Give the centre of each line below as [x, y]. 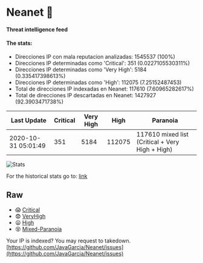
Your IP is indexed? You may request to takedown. [69, 241]
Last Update [29, 120]
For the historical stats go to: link [47, 176]
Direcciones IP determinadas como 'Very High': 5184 [81, 70]
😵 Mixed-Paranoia [38, 229]
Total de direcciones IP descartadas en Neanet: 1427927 [85, 95]
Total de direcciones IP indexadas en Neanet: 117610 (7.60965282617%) [105, 89]
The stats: [19, 43]
